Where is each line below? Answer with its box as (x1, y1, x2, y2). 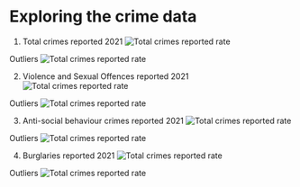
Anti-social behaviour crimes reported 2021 (22, 115, 185, 126)
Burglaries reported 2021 (22, 150, 115, 161)
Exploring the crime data (9, 6, 197, 27)
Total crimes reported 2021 (22, 36, 123, 47)
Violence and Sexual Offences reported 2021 (22, 70, 189, 82)
